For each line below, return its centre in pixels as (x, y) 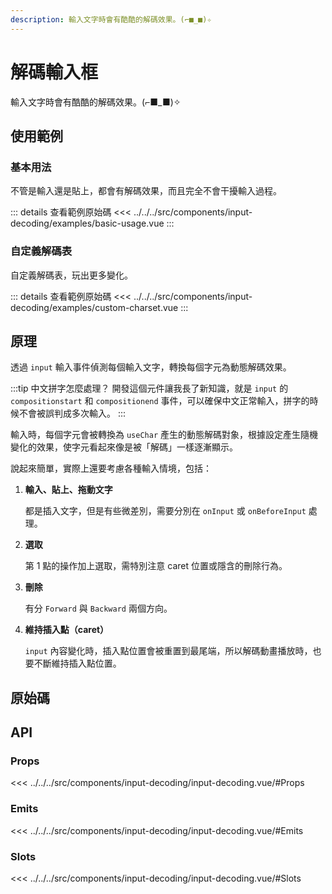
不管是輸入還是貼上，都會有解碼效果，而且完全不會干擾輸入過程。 (146, 191)
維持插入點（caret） (67, 630)
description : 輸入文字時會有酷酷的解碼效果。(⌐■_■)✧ (111, 19)
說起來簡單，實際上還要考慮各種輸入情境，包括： (111, 468)
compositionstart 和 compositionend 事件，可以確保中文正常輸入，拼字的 (160, 401)
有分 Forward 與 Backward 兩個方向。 (98, 608)
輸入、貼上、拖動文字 (68, 490)
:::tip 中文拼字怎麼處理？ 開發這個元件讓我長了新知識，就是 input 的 (149, 388)
